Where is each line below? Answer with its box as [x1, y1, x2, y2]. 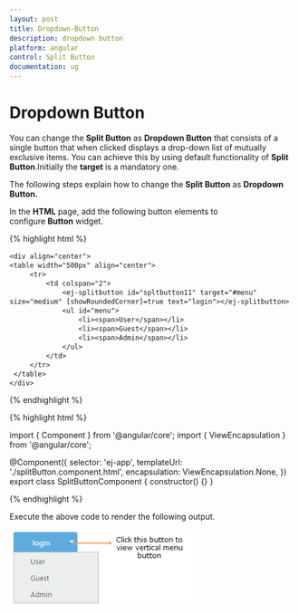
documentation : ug [9, 62, 79, 72]
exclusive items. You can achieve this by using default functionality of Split [9, 151, 289, 162]
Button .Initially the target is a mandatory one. [9, 161, 179, 172]
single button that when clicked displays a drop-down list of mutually [9, 141, 267, 153]
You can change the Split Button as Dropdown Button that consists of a [9, 132, 279, 143]
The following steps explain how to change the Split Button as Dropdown [9, 178, 284, 189]
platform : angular [9, 43, 79, 53]
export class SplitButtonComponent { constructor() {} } [9, 475, 214, 486]
